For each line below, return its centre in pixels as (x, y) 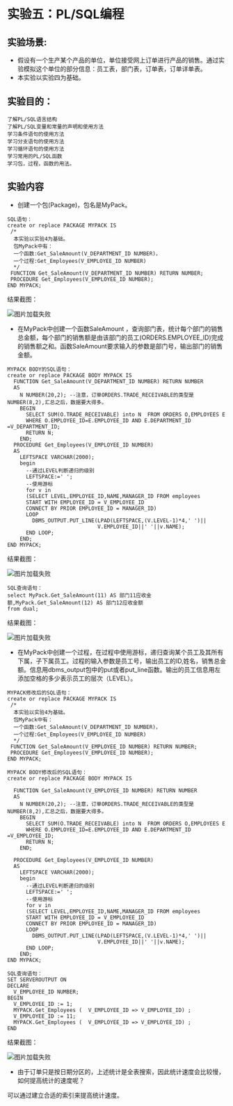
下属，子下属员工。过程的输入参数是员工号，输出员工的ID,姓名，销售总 (119, 661)
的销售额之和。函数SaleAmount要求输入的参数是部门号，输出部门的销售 (120, 346)
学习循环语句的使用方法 (36, 149)
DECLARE (18, 986)
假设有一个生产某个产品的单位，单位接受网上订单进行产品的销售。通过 (118, 60)
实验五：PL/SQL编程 (66, 14)
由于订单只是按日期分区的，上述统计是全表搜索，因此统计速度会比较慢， (121, 1071)
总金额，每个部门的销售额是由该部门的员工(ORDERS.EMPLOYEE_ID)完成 (120, 337)
